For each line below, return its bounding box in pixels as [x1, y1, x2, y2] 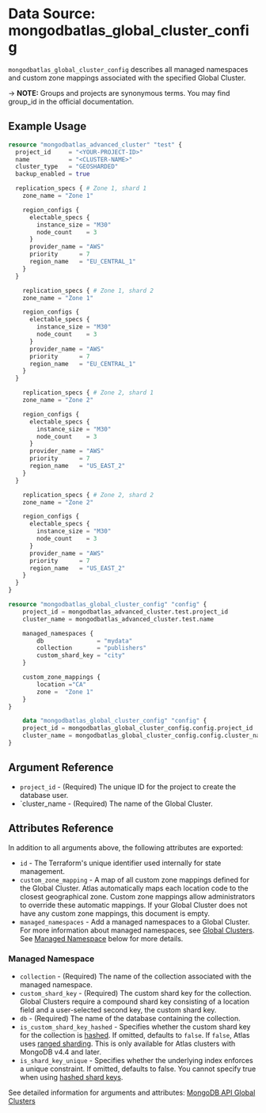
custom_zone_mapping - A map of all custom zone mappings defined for [19, 875, 249, 884]
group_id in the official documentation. [8, 97, 135, 106]
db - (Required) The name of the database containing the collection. [19, 1013, 241, 1023]
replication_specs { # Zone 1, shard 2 [22, 287, 154, 294]
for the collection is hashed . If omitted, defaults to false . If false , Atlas [19, 1030, 250, 1039]
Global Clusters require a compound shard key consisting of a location [19, 997, 249, 1006]
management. [19, 866, 66, 876]
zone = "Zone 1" [36, 688, 93, 696]
